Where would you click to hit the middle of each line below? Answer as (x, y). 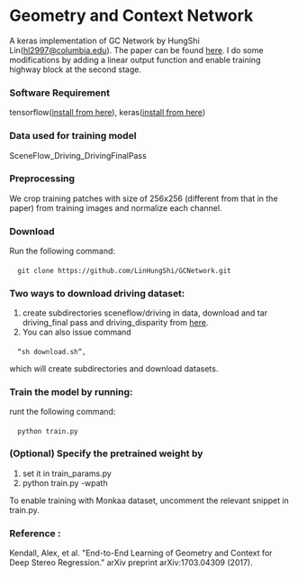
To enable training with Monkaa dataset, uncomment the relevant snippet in (149, 500)
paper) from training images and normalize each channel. (116, 207)
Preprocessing (42, 179)
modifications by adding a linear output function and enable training (135, 60)
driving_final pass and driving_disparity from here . (115, 323)
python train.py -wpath (65, 482)
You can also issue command (77, 332)
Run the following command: (62, 251)
